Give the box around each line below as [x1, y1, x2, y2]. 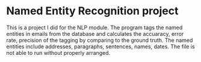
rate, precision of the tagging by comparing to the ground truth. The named [6, 36, 193, 44]
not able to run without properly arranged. [6, 49, 111, 56]
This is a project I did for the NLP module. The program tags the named [6, 24, 183, 31]
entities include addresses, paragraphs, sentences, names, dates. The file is [6, 43, 195, 50]
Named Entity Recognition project [6, 4, 179, 18]
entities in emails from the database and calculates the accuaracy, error [6, 30, 184, 37]
